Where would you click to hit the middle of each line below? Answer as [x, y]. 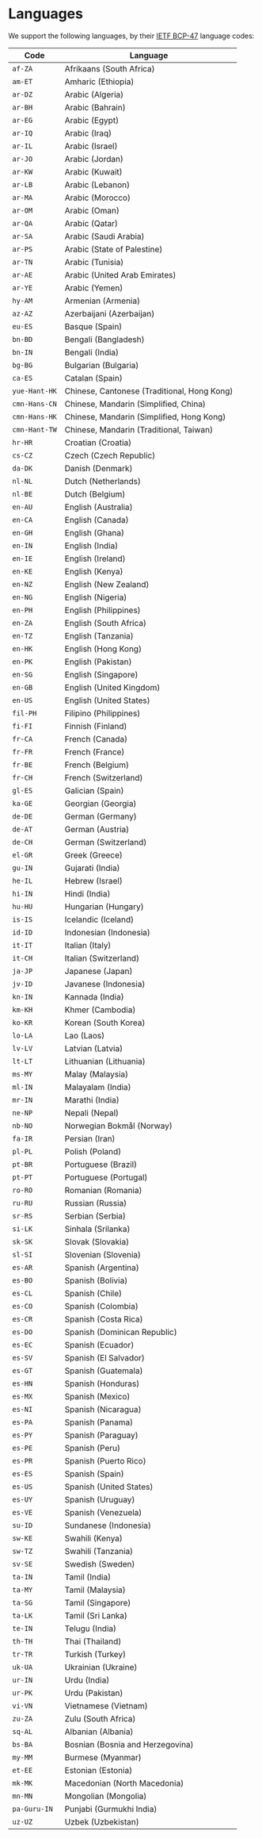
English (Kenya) [94, 571]
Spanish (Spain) [94, 1474]
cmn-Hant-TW [35, 430]
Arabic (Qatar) [91, 223]
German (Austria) [97, 829]
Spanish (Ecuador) [99, 1345]
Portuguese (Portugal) [106, 1177]
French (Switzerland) [104, 777]
